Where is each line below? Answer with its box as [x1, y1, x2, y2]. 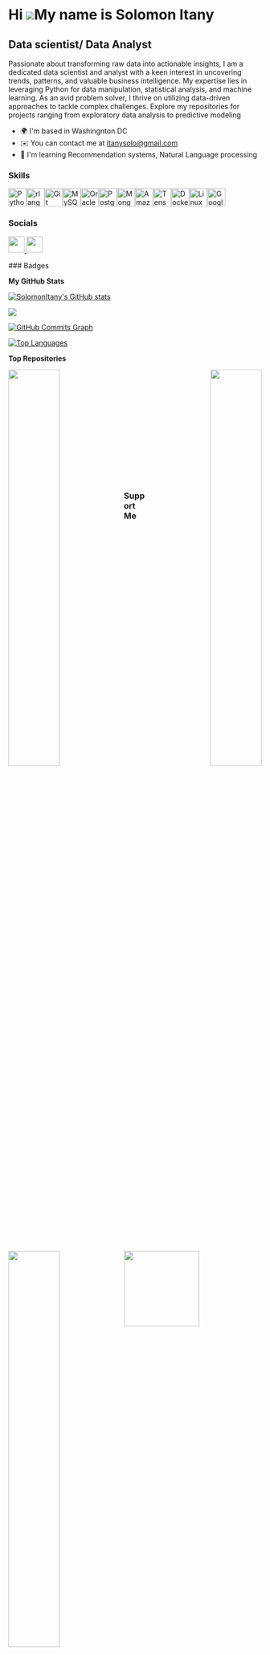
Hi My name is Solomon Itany [8, 6, 215, 24]
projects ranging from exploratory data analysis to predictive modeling [8, 110, 241, 120]
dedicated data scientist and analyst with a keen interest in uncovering [8, 67, 243, 77]
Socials [8, 218, 38, 229]
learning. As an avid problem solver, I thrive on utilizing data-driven [8, 93, 231, 102]
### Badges [8, 260, 50, 270]
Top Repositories [8, 353, 67, 363]
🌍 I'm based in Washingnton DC [19, 126, 128, 136]
